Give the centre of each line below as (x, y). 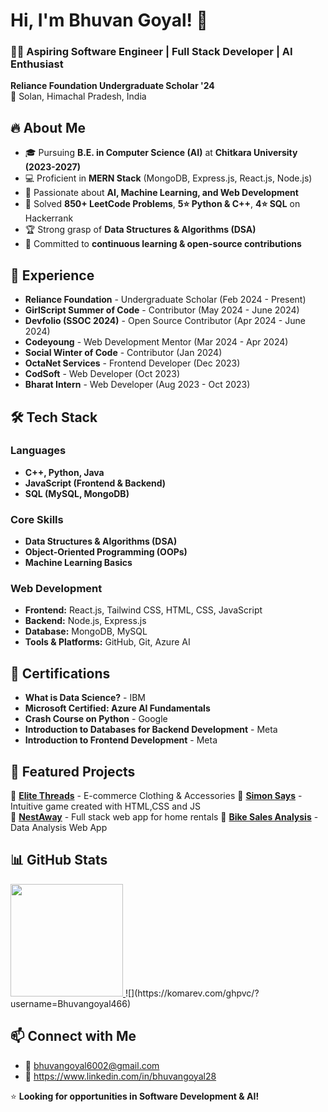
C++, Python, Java (64, 472)
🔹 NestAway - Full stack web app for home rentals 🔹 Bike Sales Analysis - (164, 817)
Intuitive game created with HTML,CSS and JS (105, 806)
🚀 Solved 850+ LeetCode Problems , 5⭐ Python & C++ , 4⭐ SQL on (162, 204)
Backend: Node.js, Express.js (85, 621)
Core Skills (37, 519)
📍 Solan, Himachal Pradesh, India (78, 96)
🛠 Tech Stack (54, 417)
